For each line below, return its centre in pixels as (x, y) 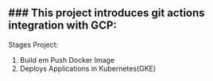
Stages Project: (33, 44)
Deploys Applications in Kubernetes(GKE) (88, 68)
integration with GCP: (63, 26)
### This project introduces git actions (106, 13)
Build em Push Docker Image (67, 60)
